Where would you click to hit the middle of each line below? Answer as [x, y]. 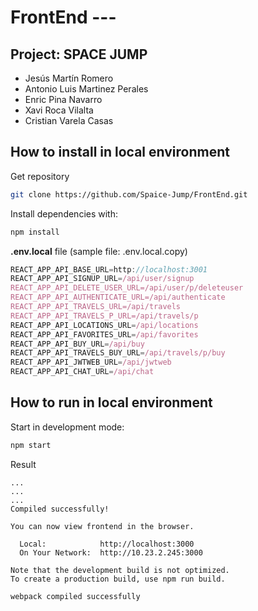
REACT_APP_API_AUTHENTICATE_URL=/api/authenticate [118, 297]
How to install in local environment [120, 152]
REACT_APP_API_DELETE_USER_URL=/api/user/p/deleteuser [127, 288]
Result [23, 464]
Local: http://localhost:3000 [107, 544]
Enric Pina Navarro [63, 99]
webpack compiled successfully [75, 596]
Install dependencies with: [64, 213]
